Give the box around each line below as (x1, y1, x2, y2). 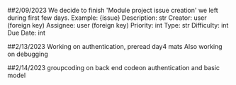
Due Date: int (7, 28, 46, 37)
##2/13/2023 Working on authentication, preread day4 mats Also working (7, 42, 223, 50)
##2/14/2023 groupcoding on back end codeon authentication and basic (7, 64, 220, 72)
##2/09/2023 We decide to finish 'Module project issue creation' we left (7, 6, 218, 14)
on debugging (7, 50, 48, 58)
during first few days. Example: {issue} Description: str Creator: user (7, 13, 207, 22)
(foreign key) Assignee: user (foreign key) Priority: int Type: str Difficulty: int (7, 21, 229, 29)
